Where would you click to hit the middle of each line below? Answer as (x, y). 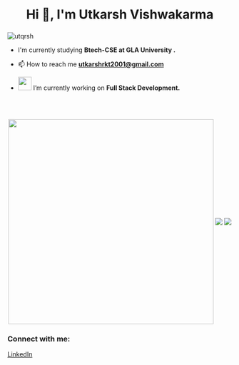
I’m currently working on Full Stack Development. (107, 88)
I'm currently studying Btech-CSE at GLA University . (97, 50)
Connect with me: (39, 339)
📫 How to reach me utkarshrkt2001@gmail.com (91, 64)
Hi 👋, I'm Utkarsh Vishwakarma (120, 15)
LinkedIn (20, 354)
